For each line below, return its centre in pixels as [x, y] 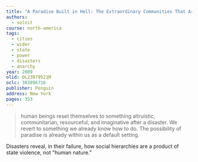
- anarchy [23, 66]
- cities [22, 39]
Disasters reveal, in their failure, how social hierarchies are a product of [93, 146]
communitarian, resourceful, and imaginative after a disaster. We [99, 122]
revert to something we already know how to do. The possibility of [101, 128]
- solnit [22, 22]
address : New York [29, 94]
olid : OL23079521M [29, 77]
